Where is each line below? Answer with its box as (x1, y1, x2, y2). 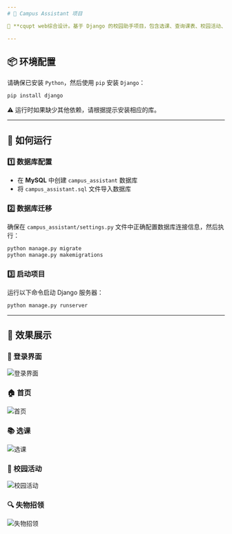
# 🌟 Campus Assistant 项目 (7, 10, 83, 17)
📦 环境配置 (7, 56, 57, 68)
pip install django (7, 93, 64, 99)
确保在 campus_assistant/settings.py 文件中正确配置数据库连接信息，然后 (7, 222, 219, 231)
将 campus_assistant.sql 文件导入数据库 (17, 184, 131, 193)
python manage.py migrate (7, 245, 81, 252)
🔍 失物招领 (7, 500, 45, 510)
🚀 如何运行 (7, 134, 52, 146)
